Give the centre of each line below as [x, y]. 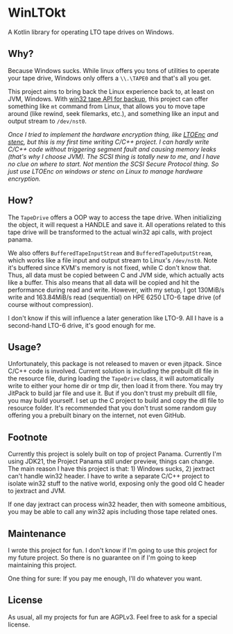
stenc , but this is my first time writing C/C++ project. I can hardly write [109, 142]
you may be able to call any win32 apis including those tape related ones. [113, 512]
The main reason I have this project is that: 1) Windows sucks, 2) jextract [111, 469]
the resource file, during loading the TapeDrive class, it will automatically [111, 378]
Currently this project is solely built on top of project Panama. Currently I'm [115, 454]
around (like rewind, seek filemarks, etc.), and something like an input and [113, 113]
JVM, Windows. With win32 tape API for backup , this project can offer [108, 99]
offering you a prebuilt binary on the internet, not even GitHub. [97, 415]
